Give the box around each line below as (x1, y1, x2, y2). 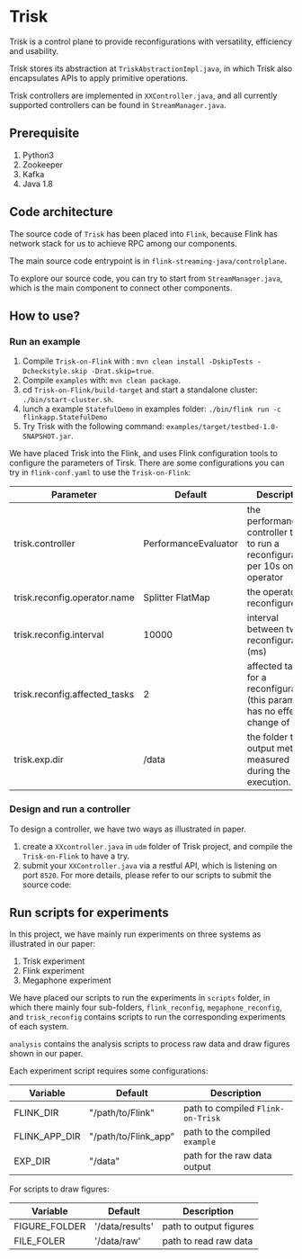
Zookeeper (22, 159, 64, 170)
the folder (246, 731, 289, 743)
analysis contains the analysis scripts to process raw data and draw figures (9, 1039, 290, 1049)
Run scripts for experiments (9, 904, 169, 920)
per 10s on (246, 560, 294, 572)
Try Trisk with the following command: (22, 421, 164, 432)
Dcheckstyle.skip (22, 367, 88, 376)
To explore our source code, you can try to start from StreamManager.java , (9, 273, 283, 283)
